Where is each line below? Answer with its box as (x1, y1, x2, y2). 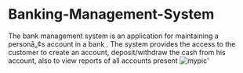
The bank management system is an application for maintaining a (8, 31, 219, 40)
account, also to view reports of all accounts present (8, 56, 178, 65)
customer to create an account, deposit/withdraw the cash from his (8, 47, 226, 57)
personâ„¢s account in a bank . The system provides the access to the (8, 39, 236, 48)
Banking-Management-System (8, 5, 215, 23)
